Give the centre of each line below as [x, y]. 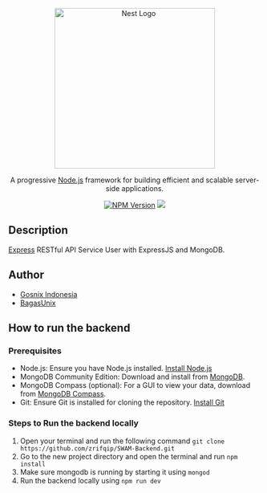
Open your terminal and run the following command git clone [122, 441]
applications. [143, 188]
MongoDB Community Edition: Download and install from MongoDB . [132, 377]
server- [247, 180]
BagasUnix [38, 303]
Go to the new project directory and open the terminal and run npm [129, 456]
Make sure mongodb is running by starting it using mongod [115, 472]
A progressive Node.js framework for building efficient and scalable [122, 180]
